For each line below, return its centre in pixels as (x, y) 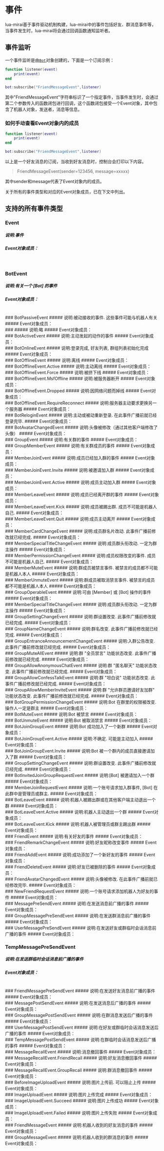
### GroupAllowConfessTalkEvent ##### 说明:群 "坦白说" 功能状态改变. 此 (80, 677)
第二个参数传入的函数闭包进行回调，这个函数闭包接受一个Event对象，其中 (79, 104)
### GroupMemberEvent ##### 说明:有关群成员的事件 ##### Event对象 (78, 445)
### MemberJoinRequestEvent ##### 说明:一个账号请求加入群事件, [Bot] (79, 787)
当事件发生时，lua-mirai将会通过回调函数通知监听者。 (59, 30)
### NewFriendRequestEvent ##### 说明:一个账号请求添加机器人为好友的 (80, 891)
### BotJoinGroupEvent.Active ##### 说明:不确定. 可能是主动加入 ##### (79, 738)
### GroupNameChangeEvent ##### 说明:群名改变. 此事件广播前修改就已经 (82, 628)
